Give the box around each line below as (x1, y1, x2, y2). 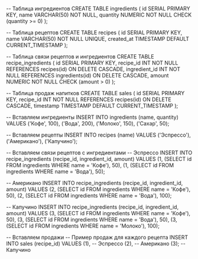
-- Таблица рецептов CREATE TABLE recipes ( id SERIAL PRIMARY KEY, (6, 29, 183, 36)
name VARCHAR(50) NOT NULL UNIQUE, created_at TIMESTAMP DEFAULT (6, 35, 190, 42)
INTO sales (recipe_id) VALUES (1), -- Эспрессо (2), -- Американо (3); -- (6, 240, 186, 247)
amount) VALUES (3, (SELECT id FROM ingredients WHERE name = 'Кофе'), (6, 210, 191, 216)
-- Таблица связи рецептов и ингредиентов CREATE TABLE (6, 53, 155, 60)
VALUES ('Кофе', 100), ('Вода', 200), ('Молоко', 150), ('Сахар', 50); (6, 120, 170, 127)
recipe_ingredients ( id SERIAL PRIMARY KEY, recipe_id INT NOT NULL (6, 59, 178, 66)
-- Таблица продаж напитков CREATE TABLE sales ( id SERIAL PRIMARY (6, 90, 185, 96)
